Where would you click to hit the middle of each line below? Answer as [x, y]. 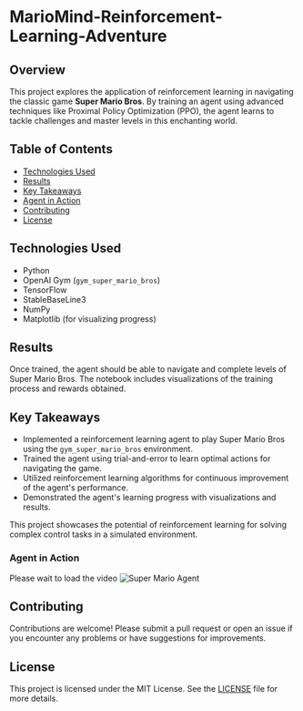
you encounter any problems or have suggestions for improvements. [138, 638]
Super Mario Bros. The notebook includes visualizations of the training [141, 379]
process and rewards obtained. [68, 388]
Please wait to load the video [64, 578]
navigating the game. [62, 469]
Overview [38, 70]
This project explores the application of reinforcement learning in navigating [151, 92]
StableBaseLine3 [54, 299]
